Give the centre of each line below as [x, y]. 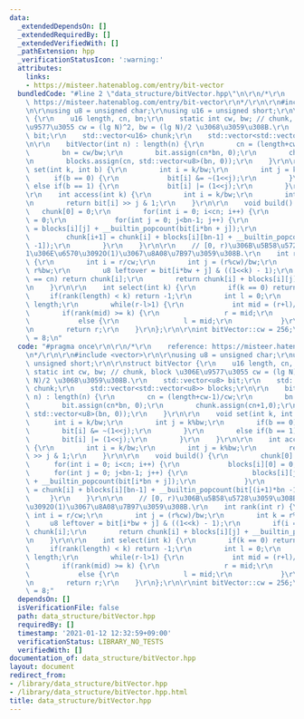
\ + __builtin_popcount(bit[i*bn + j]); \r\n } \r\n [145, 481]
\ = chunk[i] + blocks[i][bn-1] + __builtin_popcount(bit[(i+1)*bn [155, 490]
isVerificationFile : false [68, 608]
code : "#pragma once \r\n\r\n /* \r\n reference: [113, 346]
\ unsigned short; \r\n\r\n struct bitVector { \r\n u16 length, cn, [160, 364]
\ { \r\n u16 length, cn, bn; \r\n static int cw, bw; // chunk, [160, 119]
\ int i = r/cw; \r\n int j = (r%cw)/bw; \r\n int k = [155, 515]
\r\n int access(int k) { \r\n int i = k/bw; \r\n [139, 195]
